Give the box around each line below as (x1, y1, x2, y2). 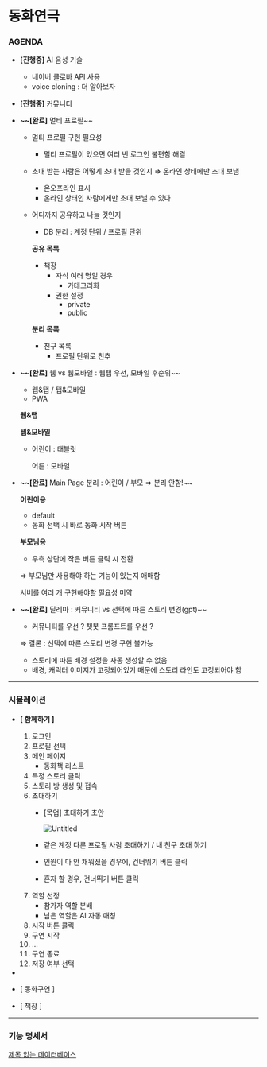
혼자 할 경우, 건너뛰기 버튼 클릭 (43, 874, 139, 883)
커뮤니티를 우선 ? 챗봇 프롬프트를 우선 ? (31, 622, 153, 631)
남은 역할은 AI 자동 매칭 (43, 910, 117, 920)
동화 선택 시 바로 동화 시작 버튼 (31, 520, 127, 530)
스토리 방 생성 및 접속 (31, 781, 98, 790)
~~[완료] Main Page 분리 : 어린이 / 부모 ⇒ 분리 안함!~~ (19, 478, 193, 487)
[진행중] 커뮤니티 (19, 99, 73, 108)
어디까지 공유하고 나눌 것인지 (31, 210, 122, 219)
